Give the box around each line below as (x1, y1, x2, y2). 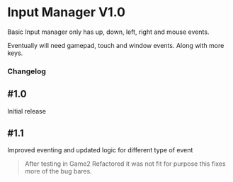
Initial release (7, 107, 46, 115)
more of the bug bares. (24, 167, 92, 176)
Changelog (7, 66, 46, 76)
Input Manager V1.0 (7, 4, 126, 20)
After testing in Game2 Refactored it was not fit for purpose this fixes (24, 159, 226, 168)
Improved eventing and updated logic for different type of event (7, 146, 193, 154)
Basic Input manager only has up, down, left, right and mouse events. (7, 28, 210, 36)
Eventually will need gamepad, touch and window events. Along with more (7, 41, 225, 49)
